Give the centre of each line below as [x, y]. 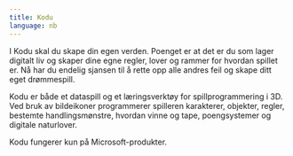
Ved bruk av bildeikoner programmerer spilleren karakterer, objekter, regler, [147, 105]
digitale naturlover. [44, 124]
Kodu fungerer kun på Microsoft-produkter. [88, 142]
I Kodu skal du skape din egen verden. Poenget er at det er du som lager [142, 51]
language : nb [33, 26]
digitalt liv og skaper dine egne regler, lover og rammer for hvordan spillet [143, 60]
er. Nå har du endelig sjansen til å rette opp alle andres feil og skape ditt [141, 70]
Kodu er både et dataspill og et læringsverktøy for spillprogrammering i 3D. [146, 96]
